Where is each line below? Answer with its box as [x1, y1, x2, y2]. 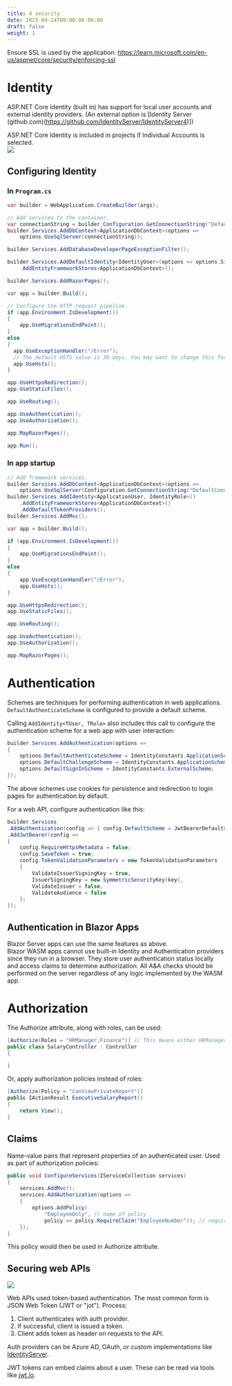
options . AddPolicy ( [32, 1205, 88, 1212]
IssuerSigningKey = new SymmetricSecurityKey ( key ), [32, 876, 184, 883]
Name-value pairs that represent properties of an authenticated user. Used [7, 1151, 220, 1160]
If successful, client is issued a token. [17, 1322, 124, 1331]
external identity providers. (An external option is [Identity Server [7, 110, 192, 118]
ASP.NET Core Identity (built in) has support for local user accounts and [7, 103, 212, 111]
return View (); [19, 1108, 64, 1115]
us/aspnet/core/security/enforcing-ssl [7, 56, 116, 64]
